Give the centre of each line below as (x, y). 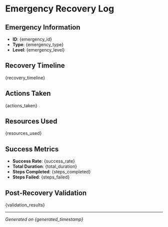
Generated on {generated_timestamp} (44, 219)
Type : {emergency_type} (38, 45)
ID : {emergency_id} (32, 39)
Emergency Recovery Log (60, 9)
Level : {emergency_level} (38, 50)
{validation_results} (25, 205)
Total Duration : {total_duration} (45, 166)
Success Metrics (32, 149)
